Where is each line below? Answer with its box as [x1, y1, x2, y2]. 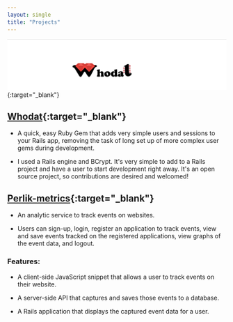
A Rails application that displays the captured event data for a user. [17, 307, 209, 315]
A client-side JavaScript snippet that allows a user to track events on [17, 273, 214, 281]
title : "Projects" [7, 18, 61, 26]
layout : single [7, 11, 51, 18]
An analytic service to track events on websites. [17, 211, 155, 220]
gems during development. [17, 144, 95, 153]
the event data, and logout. [17, 239, 95, 247]
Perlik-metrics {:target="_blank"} [7, 192, 154, 204]
